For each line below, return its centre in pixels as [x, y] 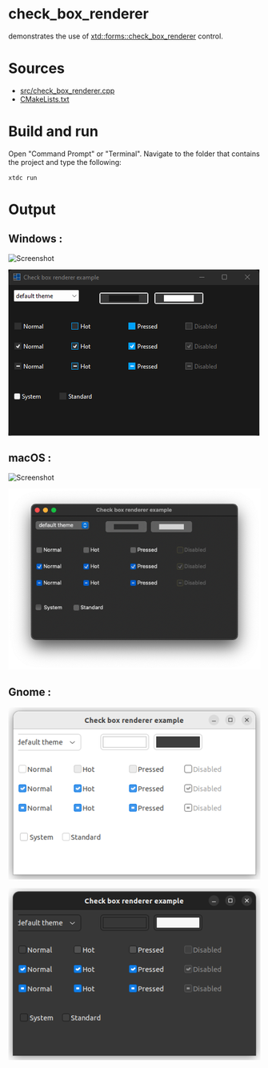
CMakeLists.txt [44, 99]
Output [32, 210]
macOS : [30, 458]
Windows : [35, 239]
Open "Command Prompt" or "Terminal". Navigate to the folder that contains [134, 154]
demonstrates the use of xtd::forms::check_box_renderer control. [116, 36]
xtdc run [23, 178]
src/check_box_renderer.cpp [67, 90]
